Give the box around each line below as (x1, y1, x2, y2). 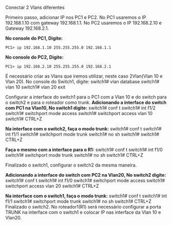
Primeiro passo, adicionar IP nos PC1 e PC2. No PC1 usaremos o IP (5, 14, 146, 20)
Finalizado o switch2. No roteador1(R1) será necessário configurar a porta (5, 204, 161, 210)
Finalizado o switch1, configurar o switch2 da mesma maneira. (5, 162, 137, 168)
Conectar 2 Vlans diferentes (5, 5, 65, 10)
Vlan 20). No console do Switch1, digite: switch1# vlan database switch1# (5, 79, 160, 84)
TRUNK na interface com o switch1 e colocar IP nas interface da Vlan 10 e (5, 209, 161, 215)
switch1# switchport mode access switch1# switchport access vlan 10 (5, 110, 153, 116)
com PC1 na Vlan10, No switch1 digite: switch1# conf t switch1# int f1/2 (5, 105, 156, 111)
